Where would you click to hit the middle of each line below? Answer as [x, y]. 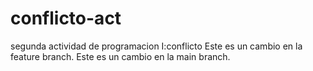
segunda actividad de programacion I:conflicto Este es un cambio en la [156, 46]
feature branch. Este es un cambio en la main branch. [120, 56]
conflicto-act [66, 18]
